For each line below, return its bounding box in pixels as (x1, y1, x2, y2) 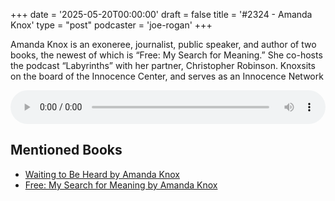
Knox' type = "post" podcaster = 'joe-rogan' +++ (10, 19, 213, 31)
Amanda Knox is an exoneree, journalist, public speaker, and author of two (10, 39, 317, 50)
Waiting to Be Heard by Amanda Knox (24, 168, 180, 180)
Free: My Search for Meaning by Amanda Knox (24, 179, 218, 191)
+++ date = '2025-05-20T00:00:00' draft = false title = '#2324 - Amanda (10, 9, 313, 20)
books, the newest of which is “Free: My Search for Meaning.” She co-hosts (10, 49, 323, 61)
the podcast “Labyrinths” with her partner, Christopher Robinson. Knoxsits (10, 60, 316, 71)
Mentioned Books (10, 142, 123, 159)
